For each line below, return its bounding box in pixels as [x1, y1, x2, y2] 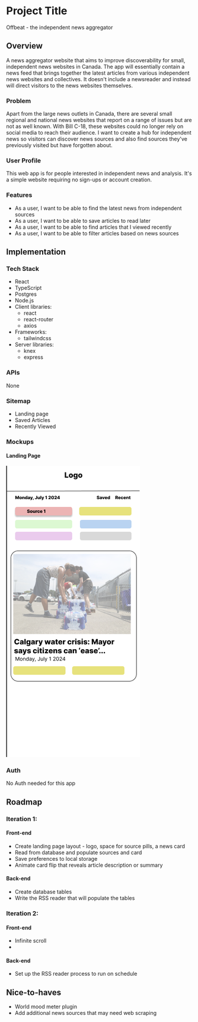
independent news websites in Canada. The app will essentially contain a [6, 63, 185, 70]
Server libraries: [14, 341, 55, 348]
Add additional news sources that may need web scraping [14, 1010, 157, 1017]
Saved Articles [14, 416, 50, 423]
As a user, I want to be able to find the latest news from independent [14, 205, 182, 212]
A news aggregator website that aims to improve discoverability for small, [6, 56, 186, 63]
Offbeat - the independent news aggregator [6, 24, 113, 31]
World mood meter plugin [14, 1003, 77, 1010]
